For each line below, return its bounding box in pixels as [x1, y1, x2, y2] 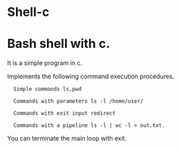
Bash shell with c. [7, 36, 111, 52]
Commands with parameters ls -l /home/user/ [13, 98, 144, 105]
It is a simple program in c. [7, 59, 83, 67]
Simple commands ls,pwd [13, 86, 82, 93]
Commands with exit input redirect [13, 110, 116, 117]
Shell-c [7, 4, 50, 20]
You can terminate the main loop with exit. [7, 134, 127, 143]
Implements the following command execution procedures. [7, 72, 175, 80]
